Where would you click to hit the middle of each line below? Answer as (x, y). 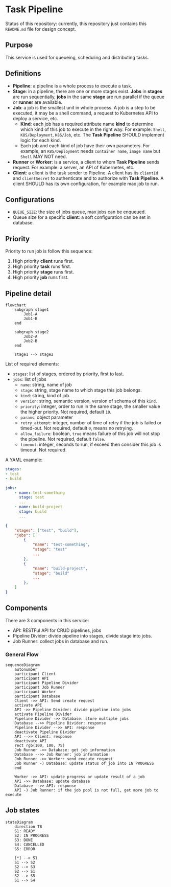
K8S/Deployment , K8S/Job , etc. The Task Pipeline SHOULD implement (92, 134)
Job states (22, 811)
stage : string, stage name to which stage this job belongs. (81, 390)
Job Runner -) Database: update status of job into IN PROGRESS (84, 763)
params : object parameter (46, 417)
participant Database (37, 696)
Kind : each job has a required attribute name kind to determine (87, 124)
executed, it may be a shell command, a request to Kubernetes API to (85, 113)
